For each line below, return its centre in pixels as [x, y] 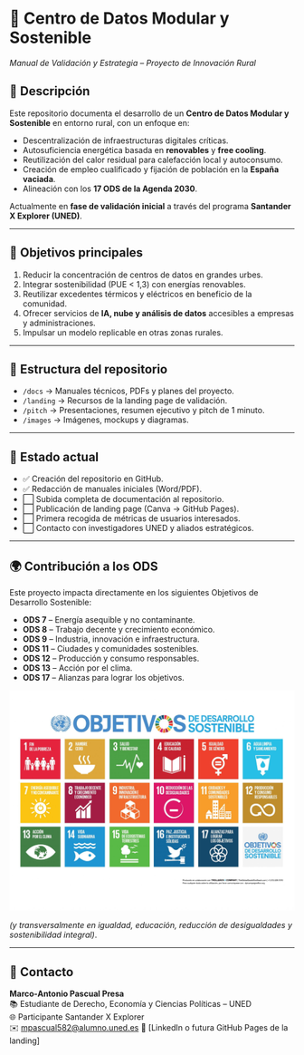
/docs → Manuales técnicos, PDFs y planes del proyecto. [128, 391]
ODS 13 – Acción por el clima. [77, 668]
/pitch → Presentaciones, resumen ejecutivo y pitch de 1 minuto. [143, 411]
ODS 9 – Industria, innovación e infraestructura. [111, 639]
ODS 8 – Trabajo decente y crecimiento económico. [119, 629]
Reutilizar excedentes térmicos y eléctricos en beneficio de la [137, 294]
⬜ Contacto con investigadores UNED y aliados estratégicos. [138, 528]
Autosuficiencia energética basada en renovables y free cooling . [144, 150]
